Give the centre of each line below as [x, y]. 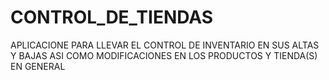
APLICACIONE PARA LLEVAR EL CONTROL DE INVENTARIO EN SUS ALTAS [165, 45]
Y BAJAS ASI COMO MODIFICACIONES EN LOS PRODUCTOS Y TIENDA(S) [164, 55]
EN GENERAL [38, 66]
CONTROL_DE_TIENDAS [112, 17]
